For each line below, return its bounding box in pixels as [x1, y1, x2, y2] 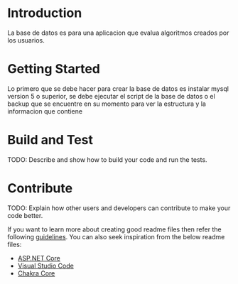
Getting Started [7, 61, 101, 77]
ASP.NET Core [17, 253, 60, 262]
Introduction [7, 5, 82, 21]
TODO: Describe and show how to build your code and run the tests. [7, 155, 207, 164]
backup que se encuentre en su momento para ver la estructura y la [7, 99, 206, 108]
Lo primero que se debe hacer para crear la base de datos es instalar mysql [7, 84, 229, 93]
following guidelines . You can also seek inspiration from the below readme [7, 232, 225, 241]
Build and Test [7, 132, 94, 148]
